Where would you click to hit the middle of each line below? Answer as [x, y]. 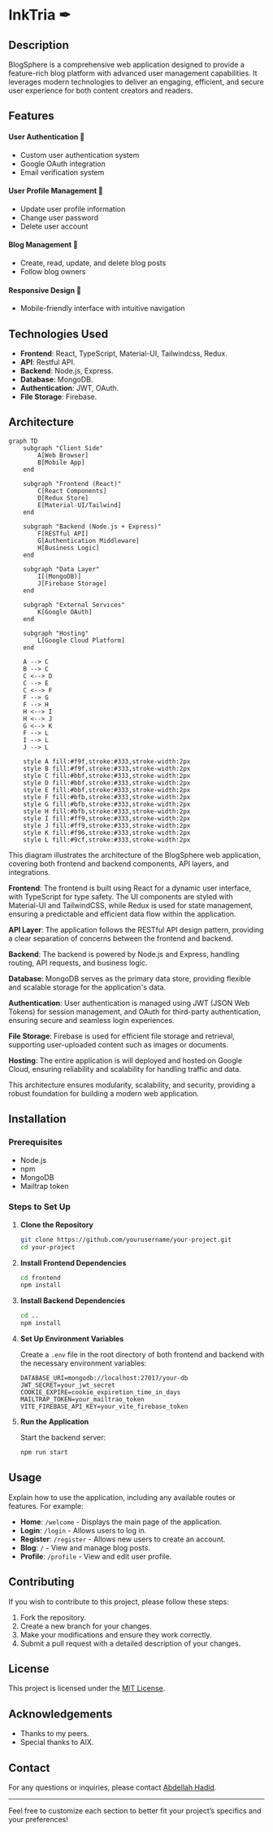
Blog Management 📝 [43, 245]
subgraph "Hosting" [56, 633]
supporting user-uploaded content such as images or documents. [119, 1044]
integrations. [30, 872]
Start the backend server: [63, 1437]
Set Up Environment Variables [72, 1339]
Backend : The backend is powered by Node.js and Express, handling [124, 954]
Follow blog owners [53, 271]
